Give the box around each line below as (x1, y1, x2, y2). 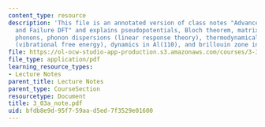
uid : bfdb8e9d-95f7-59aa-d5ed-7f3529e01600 (8, 107, 154, 115)
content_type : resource (8, 11, 87, 20)
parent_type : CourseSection (8, 84, 101, 93)
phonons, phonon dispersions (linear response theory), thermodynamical (15, 33, 259, 42)
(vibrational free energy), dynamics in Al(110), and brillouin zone (15, 41, 248, 49)
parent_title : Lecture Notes (8, 77, 104, 85)
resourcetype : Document (8, 92, 87, 100)
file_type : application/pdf (8, 56, 101, 64)
